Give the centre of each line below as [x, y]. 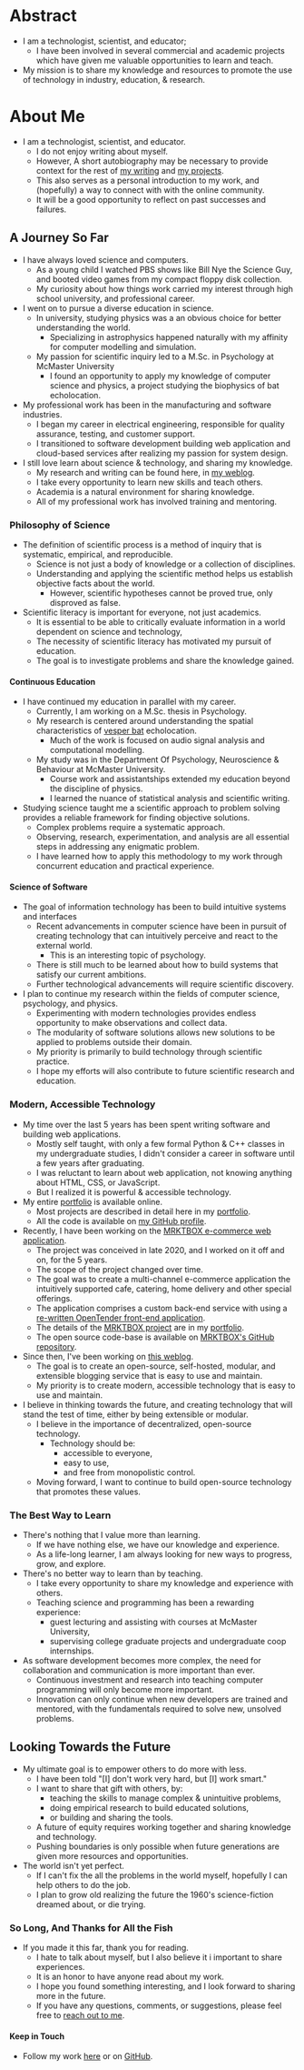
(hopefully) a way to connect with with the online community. [150, 190]
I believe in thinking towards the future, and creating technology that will [157, 1404]
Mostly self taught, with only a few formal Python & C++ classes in [160, 1143]
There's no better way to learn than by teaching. [113, 1573]
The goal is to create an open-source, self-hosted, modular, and [156, 1366]
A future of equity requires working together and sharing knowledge [164, 1827]
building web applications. [71, 1134]
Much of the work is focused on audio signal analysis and [157, 740]
